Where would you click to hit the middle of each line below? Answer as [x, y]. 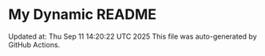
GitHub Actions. [34, 44]
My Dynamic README [83, 15]
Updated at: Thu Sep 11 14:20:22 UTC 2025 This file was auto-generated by [132, 36]
